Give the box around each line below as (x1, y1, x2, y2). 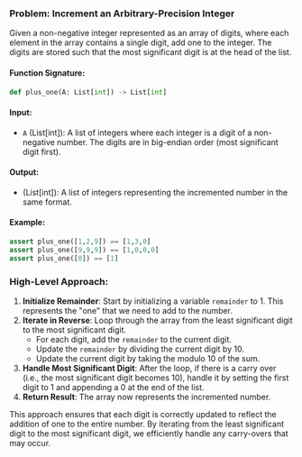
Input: (9, 106, 32, 117)
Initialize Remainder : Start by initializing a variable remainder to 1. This (22, 296, 284, 306)
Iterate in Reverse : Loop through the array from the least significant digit (22, 315, 293, 325)
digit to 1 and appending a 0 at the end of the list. (22, 381, 205, 392)
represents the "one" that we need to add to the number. (22, 305, 233, 315)
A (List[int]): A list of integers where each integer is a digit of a (22, 127, 252, 138)
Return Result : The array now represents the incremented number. (22, 391, 271, 402)
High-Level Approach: (9, 275, 109, 288)
